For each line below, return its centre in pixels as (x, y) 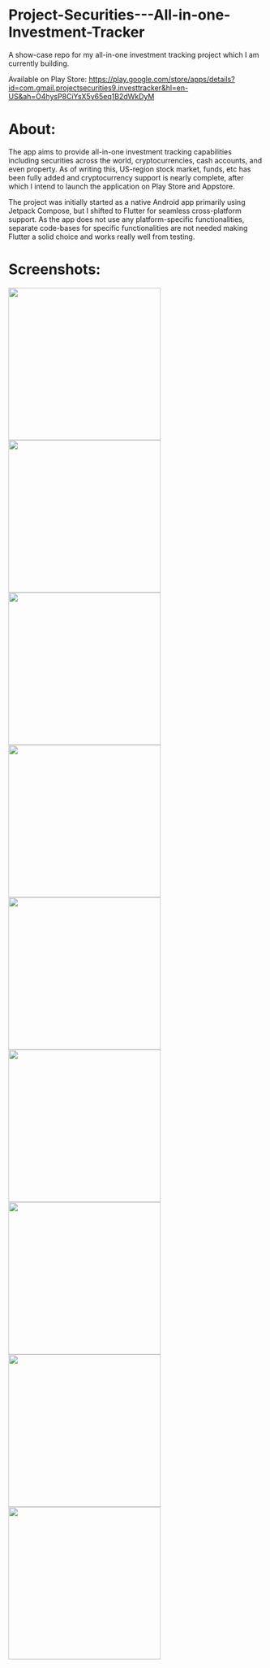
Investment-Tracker (77, 32)
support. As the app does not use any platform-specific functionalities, (126, 219)
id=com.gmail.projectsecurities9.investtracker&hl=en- (99, 88)
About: (32, 130)
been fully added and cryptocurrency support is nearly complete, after (126, 177)
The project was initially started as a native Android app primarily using (127, 202)
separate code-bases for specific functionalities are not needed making (128, 228)
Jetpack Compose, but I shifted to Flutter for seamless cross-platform (125, 211)
